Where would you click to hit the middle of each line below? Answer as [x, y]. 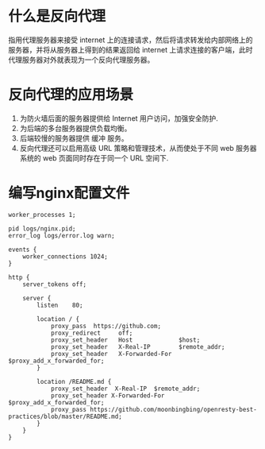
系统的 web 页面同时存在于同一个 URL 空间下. [94, 158]
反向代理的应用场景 [71, 95]
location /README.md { [74, 381]
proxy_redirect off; [92, 333]
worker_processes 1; [42, 215]
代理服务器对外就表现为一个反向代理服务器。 [81, 60]
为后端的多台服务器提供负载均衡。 [75, 128]
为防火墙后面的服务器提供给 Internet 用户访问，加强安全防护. [119, 118]
